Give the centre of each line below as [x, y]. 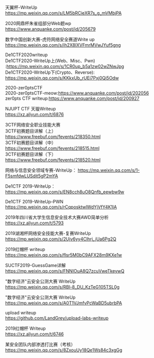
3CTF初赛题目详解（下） [31, 154]
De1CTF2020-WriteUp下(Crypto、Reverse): [50, 72]
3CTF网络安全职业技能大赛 [33, 125]
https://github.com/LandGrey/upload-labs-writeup [57, 318]
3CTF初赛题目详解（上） [31, 131]
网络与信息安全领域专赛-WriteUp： [41, 170]
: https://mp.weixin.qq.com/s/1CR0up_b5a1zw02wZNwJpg [64, 66]
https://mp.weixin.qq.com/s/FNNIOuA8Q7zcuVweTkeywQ [65, 271]
